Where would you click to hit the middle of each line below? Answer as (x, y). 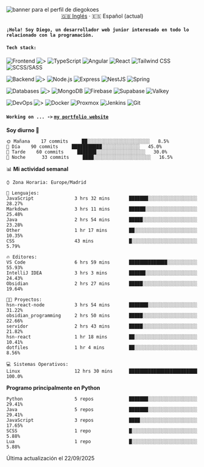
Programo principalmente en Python (53, 388)
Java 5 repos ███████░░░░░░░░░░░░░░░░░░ (102, 410)
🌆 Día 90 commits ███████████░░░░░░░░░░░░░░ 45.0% (84, 147)
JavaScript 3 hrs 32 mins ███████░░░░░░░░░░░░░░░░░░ (102, 198)
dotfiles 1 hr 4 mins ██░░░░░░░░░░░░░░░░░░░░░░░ (102, 348)
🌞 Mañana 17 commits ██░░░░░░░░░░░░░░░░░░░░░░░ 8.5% (88, 141)
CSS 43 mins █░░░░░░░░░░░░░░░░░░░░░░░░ (102, 241)
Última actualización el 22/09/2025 (51, 458)
